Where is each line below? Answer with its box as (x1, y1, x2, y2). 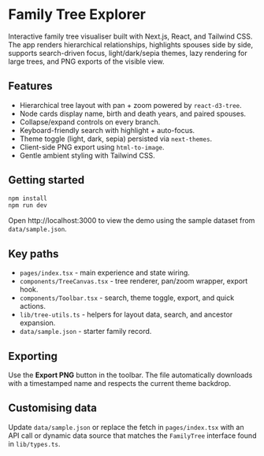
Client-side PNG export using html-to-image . (19, 142, 165, 151)
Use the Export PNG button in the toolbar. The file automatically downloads (8, 370, 253, 380)
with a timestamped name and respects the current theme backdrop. (8, 378, 232, 387)
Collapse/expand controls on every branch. (19, 117, 161, 127)
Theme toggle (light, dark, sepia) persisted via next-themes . (19, 134, 213, 143)
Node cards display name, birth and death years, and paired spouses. (19, 109, 247, 118)
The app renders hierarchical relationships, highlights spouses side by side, (8, 39, 254, 49)
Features (8, 80, 53, 93)
